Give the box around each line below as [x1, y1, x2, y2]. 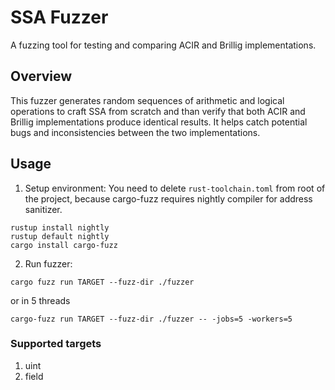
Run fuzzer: [24, 257, 73, 270]
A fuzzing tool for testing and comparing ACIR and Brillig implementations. [10, 39, 317, 51]
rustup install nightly [10, 222, 110, 233]
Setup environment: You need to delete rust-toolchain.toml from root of [24, 182, 326, 194]
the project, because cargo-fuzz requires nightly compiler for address [24, 192, 313, 205]
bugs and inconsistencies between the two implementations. [10, 126, 261, 138]
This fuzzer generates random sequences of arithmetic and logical [10, 94, 285, 106]
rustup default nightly [10, 231, 110, 241]
